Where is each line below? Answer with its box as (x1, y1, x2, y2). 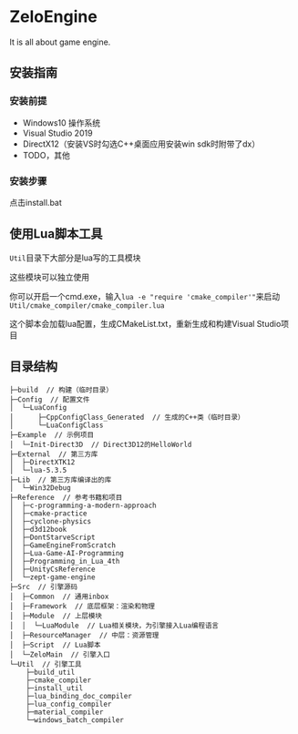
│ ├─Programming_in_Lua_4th (9, 556, 120, 566)
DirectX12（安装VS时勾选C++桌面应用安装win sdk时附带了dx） (22, 138, 261, 149)
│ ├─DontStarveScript (9, 533, 96, 542)
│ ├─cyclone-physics (9, 516, 92, 525)
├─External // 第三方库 (9, 449, 98, 459)
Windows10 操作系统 (22, 117, 101, 128)
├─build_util (26, 668, 76, 677)
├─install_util (26, 683, 84, 693)
